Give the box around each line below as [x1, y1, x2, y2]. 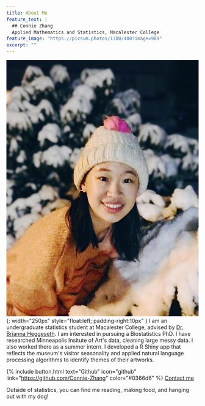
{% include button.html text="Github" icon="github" [6, 368, 137, 375]
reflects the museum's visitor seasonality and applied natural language [6, 350, 184, 357]
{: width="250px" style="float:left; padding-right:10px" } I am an [6, 317, 168, 324]
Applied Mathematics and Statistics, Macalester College [12, 29, 160, 35]
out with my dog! [6, 393, 49, 400]
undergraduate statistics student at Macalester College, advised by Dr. [6, 324, 184, 331]
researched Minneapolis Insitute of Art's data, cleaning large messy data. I [6, 336, 193, 344]
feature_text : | [6, 16, 48, 23]
